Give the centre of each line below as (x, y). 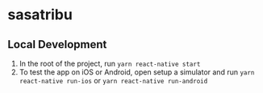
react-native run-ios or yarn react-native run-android (113, 81)
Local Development (57, 44)
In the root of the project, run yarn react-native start (110, 63)
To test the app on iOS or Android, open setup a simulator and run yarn (137, 72)
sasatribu (40, 15)
